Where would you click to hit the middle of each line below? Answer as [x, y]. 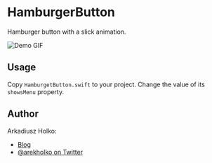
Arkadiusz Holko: [32, 131]
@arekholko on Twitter [50, 152]
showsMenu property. [36, 91]
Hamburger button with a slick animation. [67, 32]
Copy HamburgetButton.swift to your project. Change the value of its [106, 84]
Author [23, 114]
